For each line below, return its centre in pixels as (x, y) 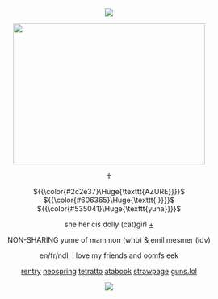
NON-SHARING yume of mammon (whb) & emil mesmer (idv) (109, 240)
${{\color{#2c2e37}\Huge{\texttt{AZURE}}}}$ (109, 191)
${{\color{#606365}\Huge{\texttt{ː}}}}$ (109, 200)
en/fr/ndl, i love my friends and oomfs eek (109, 255)
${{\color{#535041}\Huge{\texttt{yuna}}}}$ (109, 209)
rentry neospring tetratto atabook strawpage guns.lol (109, 271)
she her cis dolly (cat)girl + (109, 224)
